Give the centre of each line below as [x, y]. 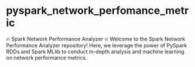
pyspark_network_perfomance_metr [97, 11]
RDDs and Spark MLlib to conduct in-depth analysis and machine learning [95, 51]
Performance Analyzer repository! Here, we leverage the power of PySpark [97, 45]
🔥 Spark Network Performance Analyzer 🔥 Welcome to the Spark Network [96, 39]
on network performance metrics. [47, 57]
